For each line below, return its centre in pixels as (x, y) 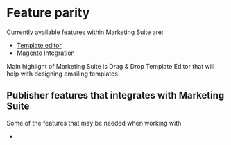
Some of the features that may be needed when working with (94, 123)
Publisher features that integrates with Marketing (115, 95)
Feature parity (48, 13)
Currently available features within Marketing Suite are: (85, 32)
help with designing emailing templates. (63, 74)
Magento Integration (46, 53)
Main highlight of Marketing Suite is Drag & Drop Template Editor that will (111, 66)
